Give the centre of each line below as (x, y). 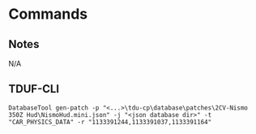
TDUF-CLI (34, 89)
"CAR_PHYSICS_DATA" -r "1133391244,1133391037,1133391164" (110, 122)
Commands (48, 14)
